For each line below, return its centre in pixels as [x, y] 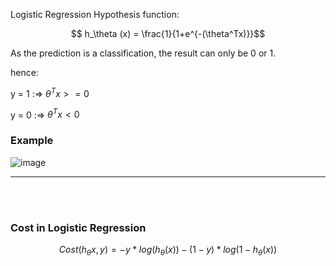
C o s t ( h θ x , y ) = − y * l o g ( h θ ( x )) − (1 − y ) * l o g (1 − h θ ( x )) [168, 250]
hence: [24, 72]
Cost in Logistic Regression [78, 227]
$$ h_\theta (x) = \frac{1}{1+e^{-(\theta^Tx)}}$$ [168, 33]
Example [32, 141]
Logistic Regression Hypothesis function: [95, 14]
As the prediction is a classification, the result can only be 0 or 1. [143, 53]
